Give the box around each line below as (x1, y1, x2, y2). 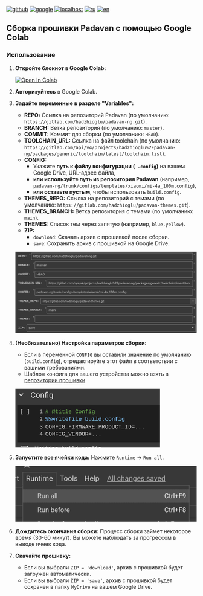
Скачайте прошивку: (14, 552, 71, 559)
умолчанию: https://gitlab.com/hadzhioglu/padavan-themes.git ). (24, 201, 191, 208)
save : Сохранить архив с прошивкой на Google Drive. (33, 239, 170, 247)
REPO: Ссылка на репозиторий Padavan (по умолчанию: (24, 111, 170, 118)
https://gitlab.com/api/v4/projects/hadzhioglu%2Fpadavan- (24, 144, 176, 150)
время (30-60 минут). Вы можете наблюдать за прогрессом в (14, 534, 176, 541)
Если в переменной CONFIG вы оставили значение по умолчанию (24, 351, 192, 358)
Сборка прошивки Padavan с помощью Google (6, 23, 192, 33)
